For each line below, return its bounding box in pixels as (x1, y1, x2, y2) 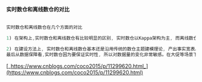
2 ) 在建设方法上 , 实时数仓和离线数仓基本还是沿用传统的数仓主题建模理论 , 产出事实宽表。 (6, 45, 200, 52)
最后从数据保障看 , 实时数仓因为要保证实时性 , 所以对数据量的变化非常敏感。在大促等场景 (6, 51, 194, 57)
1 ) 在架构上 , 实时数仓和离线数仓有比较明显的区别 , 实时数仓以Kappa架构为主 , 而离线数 (6, 35, 194, 41)
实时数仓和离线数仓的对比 (6, 5, 70, 13)
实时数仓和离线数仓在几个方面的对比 (6, 25, 83, 31)
